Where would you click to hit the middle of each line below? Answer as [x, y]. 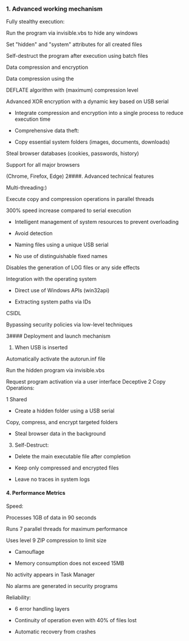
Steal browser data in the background [60, 434]
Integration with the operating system [51, 279]
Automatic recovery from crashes [55, 632]
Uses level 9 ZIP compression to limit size [56, 540]
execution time [33, 119]
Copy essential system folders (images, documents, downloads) [92, 142]
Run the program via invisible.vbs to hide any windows [72, 33]
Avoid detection [33, 233]
